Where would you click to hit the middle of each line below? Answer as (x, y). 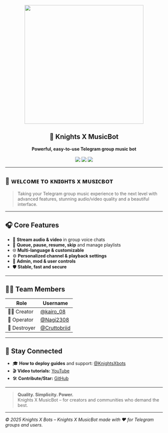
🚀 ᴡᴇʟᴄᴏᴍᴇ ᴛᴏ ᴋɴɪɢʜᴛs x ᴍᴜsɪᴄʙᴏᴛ (59, 181)
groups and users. (24, 425)
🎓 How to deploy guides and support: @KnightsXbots (69, 363)
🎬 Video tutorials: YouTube (41, 371)
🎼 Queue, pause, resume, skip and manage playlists (66, 245)
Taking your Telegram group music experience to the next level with (87, 193)
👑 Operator (20, 320)
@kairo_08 (53, 311)
